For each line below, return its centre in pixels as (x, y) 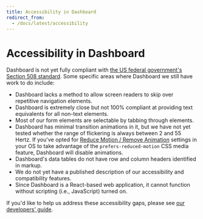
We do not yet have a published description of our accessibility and (99, 172)
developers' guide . (30, 209)
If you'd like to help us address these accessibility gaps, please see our (96, 203)
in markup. (29, 166)
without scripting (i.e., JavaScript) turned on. (71, 191)
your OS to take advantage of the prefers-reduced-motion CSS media (102, 146)
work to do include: (30, 83)
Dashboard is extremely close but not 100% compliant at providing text (104, 107)
